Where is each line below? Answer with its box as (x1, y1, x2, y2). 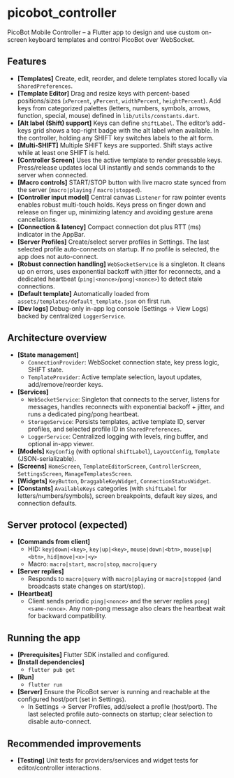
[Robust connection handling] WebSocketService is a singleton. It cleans (17, 260, 226, 268)
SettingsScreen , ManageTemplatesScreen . (17, 469, 133, 478)
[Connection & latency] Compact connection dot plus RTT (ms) (17, 222, 201, 231)
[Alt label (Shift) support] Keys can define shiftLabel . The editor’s (17, 119, 211, 127)
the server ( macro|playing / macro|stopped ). (17, 185, 142, 193)
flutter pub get (27, 667, 75, 674)
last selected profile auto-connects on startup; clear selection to (27, 710, 213, 719)
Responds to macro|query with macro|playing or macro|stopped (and (27, 575, 221, 583)
